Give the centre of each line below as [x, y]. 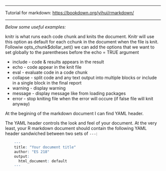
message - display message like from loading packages [69, 93]
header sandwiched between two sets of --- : [51, 133]
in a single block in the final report [47, 83]
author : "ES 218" [32, 152]
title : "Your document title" [45, 147]
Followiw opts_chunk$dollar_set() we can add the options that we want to [80, 47]
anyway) [21, 104]
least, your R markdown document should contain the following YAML [76, 128]
